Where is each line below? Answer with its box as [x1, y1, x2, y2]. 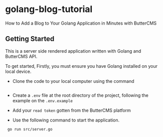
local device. [5, 68, 32, 74]
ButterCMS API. [5, 53, 38, 59]
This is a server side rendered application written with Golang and [5, 48, 141, 54]
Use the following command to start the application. [12, 117, 120, 123]
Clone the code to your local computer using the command [12, 78, 134, 84]
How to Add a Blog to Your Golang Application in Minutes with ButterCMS [5, 20, 157, 26]
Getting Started [5, 35, 55, 43]
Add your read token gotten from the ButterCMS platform [12, 107, 131, 113]
